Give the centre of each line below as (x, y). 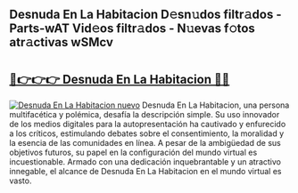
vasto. (21, 181)
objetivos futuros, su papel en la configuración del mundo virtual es (133, 152)
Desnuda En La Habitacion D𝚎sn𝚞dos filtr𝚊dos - (145, 15)
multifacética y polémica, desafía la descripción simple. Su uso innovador (145, 114)
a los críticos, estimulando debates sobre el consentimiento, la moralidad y (147, 133)
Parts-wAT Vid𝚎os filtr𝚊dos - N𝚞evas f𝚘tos (132, 29)
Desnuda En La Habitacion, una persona (216, 105)
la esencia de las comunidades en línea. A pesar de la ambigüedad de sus (145, 143)
